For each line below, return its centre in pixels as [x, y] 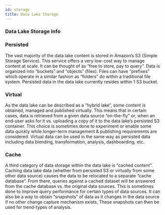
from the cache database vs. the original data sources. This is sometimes [80, 186]
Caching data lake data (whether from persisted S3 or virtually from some [80, 171]
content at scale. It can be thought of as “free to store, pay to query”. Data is [82, 66]
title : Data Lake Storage [32, 14]
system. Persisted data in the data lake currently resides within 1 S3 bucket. [82, 81]
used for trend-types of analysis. [38, 207]
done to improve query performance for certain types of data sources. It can [83, 192]
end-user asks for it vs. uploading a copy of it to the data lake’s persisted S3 [82, 121]
